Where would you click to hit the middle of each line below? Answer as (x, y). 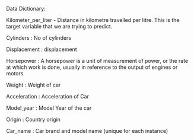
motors (15, 73)
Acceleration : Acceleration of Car (47, 96)
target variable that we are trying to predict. (59, 26)
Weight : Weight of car (34, 85)
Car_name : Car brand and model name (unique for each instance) (87, 131)
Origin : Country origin (34, 119)
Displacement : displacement (42, 49)
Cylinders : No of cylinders (39, 38)
